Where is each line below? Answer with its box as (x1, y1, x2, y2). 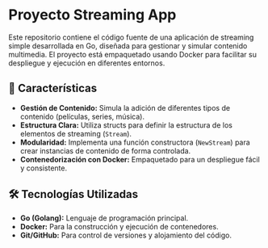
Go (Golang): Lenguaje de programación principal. (19, 212, 189, 223)
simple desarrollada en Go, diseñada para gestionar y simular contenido (8, 40, 248, 50)
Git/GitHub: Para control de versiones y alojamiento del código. (19, 230, 232, 240)
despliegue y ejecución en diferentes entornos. (8, 58, 165, 68)
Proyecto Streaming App (8, 6, 177, 24)
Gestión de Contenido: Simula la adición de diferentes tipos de (19, 103, 231, 112)
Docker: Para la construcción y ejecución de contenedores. (19, 221, 220, 231)
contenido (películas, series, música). (19, 111, 145, 121)
